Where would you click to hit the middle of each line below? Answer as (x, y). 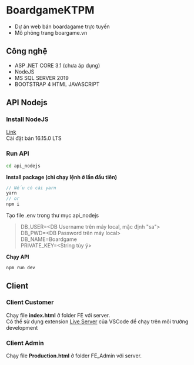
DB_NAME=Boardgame (49, 239)
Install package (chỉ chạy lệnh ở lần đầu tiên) (62, 177)
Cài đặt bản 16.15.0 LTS (34, 138)
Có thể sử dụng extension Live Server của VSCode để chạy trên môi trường (97, 322)
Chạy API (18, 257)
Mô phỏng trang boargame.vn (51, 32)
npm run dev (21, 268)
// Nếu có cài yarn (31, 188)
